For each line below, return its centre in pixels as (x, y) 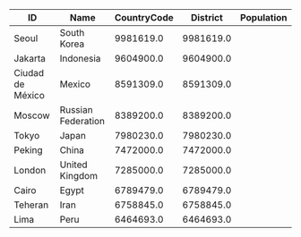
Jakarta (30, 59)
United (73, 165)
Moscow (32, 115)
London (30, 170)
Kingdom (79, 176)
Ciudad (29, 73)
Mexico (75, 84)
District (207, 17)
